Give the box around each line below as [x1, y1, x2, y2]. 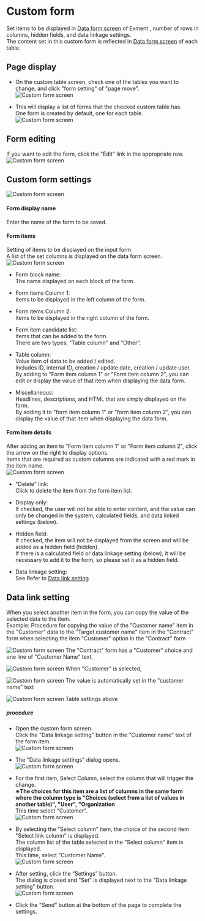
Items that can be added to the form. [15, 332, 108, 339]
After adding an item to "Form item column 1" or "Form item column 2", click [6, 442, 198, 450]
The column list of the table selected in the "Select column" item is [15, 838, 184, 846]
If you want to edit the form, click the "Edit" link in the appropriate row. [6, 150, 184, 157]
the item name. [6, 461, 44, 469]
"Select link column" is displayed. [15, 832, 100, 839]
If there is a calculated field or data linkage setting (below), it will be [15, 550, 186, 557]
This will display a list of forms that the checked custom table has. [15, 103, 182, 110]
